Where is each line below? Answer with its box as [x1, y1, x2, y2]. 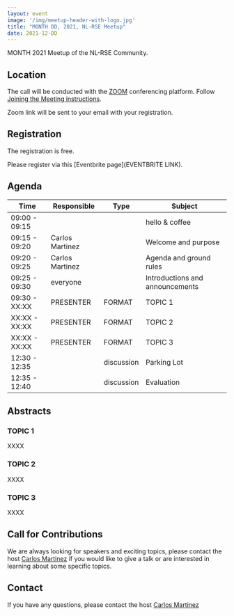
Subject [171, 201, 198, 211]
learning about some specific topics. [7, 562, 112, 570]
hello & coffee [146, 217, 192, 227]
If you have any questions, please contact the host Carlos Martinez [7, 600, 200, 609]
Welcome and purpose [146, 237, 220, 247]
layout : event [7, 10, 49, 17]
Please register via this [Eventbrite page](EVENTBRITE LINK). [7, 160, 183, 168]
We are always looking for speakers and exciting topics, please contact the [7, 547, 222, 555]
